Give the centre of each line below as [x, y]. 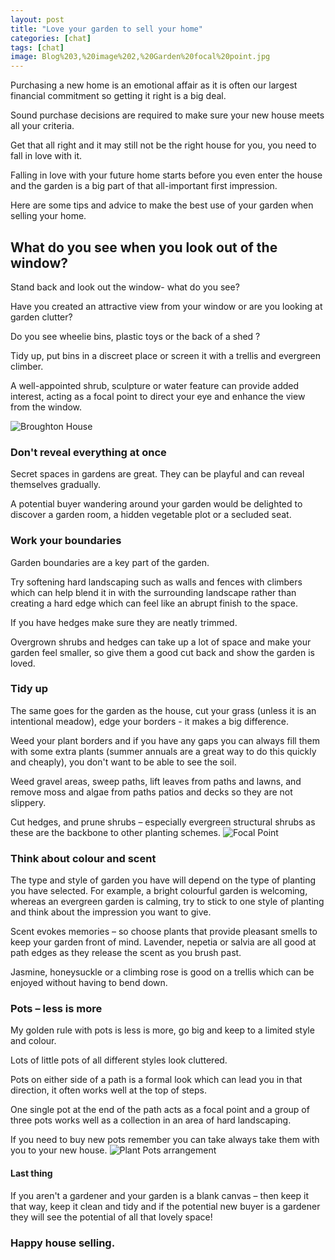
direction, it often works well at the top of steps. [108, 1090]
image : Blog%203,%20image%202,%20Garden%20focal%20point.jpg [140, 57]
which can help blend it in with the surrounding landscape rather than [153, 592]
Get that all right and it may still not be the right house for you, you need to [163, 145]
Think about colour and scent [83, 858]
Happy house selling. [63, 1243]
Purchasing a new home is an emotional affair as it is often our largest [154, 85]
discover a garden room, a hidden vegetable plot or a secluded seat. [151, 515]
